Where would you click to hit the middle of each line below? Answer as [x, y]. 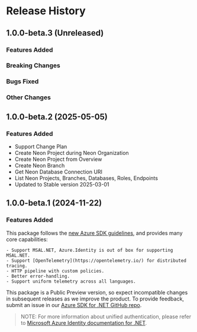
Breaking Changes [33, 65]
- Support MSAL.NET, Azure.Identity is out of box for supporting [90, 250]
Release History [46, 11]
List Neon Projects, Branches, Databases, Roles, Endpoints [86, 178]
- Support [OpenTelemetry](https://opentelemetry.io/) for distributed [96, 260]
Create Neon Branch [40, 165]
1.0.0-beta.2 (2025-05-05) [57, 117]
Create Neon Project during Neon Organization [72, 153]
